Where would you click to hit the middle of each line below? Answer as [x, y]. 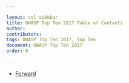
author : [16, 28]
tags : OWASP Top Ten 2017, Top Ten [51, 40]
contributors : [24, 34]
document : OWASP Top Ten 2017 [45, 45]
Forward [25, 73]
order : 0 [17, 51]
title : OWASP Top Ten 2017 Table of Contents [64, 23]
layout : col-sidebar [32, 17]
